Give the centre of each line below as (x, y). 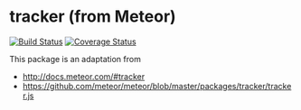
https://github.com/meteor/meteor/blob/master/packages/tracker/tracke (157, 86)
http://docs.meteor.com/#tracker (84, 76)
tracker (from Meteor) (93, 17)
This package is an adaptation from (75, 59)
